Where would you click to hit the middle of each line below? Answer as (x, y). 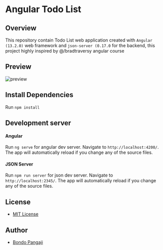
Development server (38, 123)
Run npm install (23, 107)
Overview (21, 28)
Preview (18, 67)
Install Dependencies (39, 95)
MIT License (26, 214)
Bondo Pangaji (28, 242)
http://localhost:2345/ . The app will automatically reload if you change (81, 181)
